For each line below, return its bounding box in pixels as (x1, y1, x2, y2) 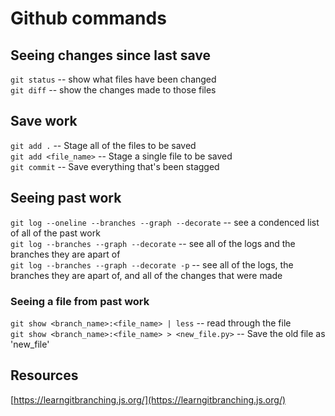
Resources (10, 367, 79, 384)
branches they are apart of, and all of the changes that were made (10, 269, 283, 281)
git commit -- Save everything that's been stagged (10, 160, 220, 172)
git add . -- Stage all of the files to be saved (10, 139, 197, 151)
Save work (10, 113, 78, 130)
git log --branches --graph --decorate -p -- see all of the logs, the (10, 258, 294, 271)
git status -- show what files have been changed (10, 73, 217, 85)
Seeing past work (10, 190, 122, 207)
